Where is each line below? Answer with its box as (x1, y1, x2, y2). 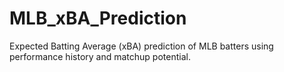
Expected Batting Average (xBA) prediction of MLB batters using (9, 40, 274, 52)
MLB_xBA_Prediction (9, 7, 187, 30)
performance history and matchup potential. (9, 50, 191, 62)
